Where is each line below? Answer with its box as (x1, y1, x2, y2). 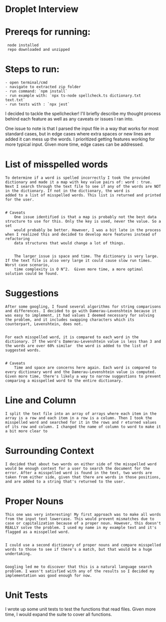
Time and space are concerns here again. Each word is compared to (14, 365, 157, 370)
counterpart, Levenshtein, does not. (5, 321, 83, 327)
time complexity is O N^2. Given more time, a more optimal (14, 267, 143, 272)
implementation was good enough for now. (5, 573, 92, 578)
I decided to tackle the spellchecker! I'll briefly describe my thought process (5, 111, 161, 117)
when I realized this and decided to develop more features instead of (5, 232, 157, 237)
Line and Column (5, 395, 77, 406)
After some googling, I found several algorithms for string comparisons (5, 304, 162, 309)
